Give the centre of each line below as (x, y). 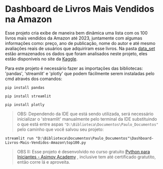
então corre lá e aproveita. (43, 162)
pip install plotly (25, 105)
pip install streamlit (28, 96)
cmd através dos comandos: (34, 79)
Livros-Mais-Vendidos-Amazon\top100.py (46, 143)
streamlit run (20, 138)
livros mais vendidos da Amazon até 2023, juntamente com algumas (74, 38)
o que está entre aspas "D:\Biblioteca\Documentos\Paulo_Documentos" (88, 124)
